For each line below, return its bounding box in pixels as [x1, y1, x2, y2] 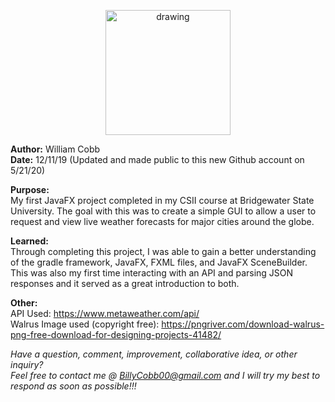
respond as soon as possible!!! [10, 380, 137, 392]
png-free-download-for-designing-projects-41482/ [10, 329, 222, 340]
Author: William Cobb [10, 143, 101, 155]
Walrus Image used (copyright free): [10, 318, 160, 330]
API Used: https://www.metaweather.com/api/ [10, 308, 200, 319]
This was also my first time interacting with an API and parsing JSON [10, 267, 294, 279]
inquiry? [10, 359, 44, 370]
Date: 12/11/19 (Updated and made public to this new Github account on [10, 154, 305, 165]
